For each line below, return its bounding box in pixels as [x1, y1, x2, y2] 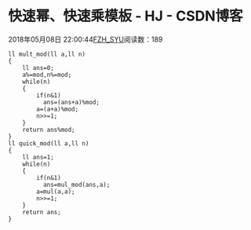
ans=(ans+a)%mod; [42, 98, 100, 106]
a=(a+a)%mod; [36, 105, 79, 113]
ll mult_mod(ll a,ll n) [8, 50, 86, 58]
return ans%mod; [22, 126, 76, 133]
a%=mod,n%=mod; [22, 71, 72, 78]
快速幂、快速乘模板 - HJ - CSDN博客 [8, 7, 243, 25]
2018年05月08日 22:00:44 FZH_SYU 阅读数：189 [8, 35, 163, 44]
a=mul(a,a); [36, 188, 76, 195]
